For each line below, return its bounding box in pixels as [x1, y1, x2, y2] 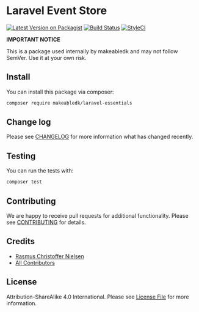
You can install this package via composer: [6, 88, 114, 95]
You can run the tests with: [6, 167, 74, 174]
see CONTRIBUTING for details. [6, 218, 87, 226]
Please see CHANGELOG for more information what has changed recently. [6, 133, 194, 141]
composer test [6, 179, 43, 185]
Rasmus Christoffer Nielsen [15, 252, 84, 260]
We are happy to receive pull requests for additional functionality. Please [6, 212, 189, 219]
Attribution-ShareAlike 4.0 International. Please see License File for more [6, 293, 189, 300]
